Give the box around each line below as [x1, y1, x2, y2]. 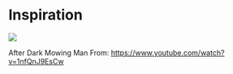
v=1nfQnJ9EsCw [8, 56, 64, 66]
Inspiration [8, 6, 83, 24]
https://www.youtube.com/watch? [110, 47, 225, 58]
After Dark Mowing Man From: [8, 47, 110, 58]
